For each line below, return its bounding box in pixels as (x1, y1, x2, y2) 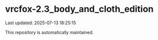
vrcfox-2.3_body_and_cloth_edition (5, 3, 154, 15)
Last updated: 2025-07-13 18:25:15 (5, 20, 77, 26)
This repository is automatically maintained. (5, 29, 94, 35)
